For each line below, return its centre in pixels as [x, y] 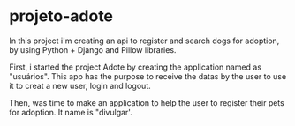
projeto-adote [61, 16]
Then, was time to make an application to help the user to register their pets [147, 102]
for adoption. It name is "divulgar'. [71, 112]
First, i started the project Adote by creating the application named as [136, 67]
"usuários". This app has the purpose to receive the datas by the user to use [148, 76]
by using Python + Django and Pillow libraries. [93, 49]
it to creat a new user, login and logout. [80, 85]
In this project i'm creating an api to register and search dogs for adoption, [144, 41]
